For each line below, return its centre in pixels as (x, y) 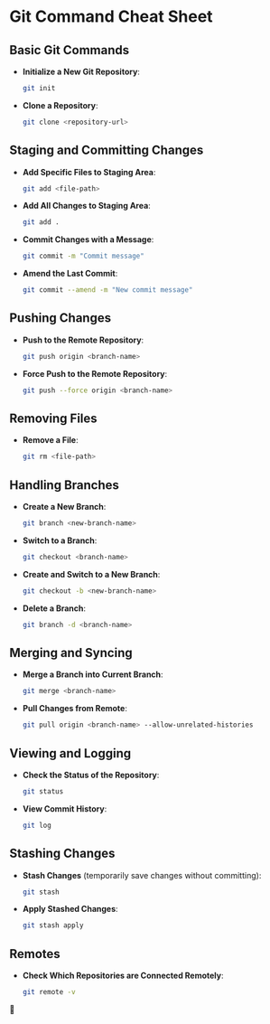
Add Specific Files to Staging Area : (89, 172)
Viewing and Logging (70, 753)
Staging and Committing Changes (107, 150)
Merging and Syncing (71, 653)
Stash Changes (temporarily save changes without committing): (142, 875)
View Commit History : (65, 808)
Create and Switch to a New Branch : (91, 574)
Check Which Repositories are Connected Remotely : (123, 976)
